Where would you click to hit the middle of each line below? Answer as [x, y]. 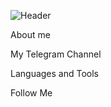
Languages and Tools [55, 73]
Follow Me [31, 93]
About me [30, 34]
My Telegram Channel [56, 54]
